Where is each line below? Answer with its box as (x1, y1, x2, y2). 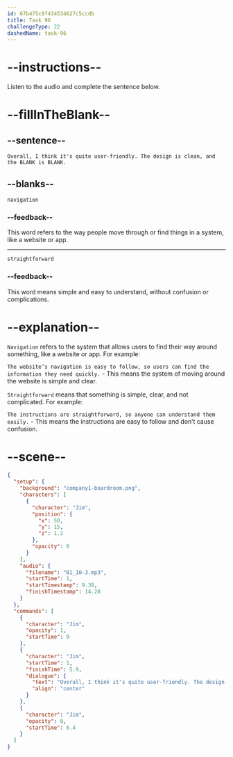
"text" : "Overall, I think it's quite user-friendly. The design (32, 679, 225, 686)
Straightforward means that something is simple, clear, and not (7, 390, 189, 399)
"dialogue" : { (25, 672, 67, 679)
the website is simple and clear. (7, 376, 97, 385)
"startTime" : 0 (25, 634, 70, 641)
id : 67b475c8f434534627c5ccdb (7, 10, 95, 17)
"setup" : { (13, 478, 45, 486)
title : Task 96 (7, 17, 51, 24)
